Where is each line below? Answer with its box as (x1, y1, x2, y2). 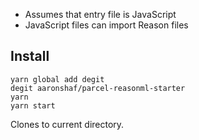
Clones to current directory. (10, 118, 125, 130)
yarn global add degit (10, 74, 105, 84)
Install (10, 48, 50, 65)
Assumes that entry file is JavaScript (24, 9, 177, 20)
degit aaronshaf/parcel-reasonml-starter (10, 83, 186, 93)
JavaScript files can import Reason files (24, 19, 189, 31)
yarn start (10, 100, 56, 111)
